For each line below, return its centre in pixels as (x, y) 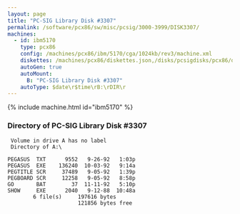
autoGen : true (41, 67)
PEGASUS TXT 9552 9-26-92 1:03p (71, 159)
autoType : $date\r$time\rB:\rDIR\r (73, 87)
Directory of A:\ (36, 147)
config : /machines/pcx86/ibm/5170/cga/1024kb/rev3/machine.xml (116, 54)
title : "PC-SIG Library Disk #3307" (62, 21)
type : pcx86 (38, 47)
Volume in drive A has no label (59, 141)
